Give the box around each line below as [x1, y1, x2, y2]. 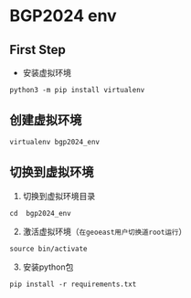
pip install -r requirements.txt [9, 280, 137, 289]
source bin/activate [9, 244, 89, 253]
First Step [9, 42, 66, 58]
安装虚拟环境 [22, 68, 71, 78]
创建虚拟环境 [9, 112, 82, 128]
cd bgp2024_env [9, 208, 71, 218]
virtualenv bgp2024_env [9, 137, 101, 146]
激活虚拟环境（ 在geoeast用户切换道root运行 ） [22, 226, 187, 237]
